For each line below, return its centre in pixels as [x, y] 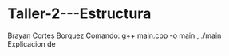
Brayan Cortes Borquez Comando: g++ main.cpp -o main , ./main [114, 35]
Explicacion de [32, 43]
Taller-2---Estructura [79, 14]
